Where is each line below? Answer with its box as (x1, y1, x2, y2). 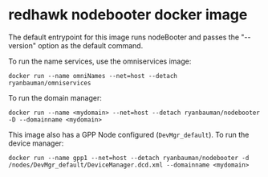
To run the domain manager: (8, 93, 102, 102)
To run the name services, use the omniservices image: (8, 56, 192, 66)
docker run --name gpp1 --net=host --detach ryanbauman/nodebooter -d (8, 154, 250, 162)
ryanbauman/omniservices (8, 79, 91, 87)
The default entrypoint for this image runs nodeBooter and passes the (8, 32, 239, 42)
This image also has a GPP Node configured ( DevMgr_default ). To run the (8, 130, 250, 139)
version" (8, 40, 36, 50)
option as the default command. (37, 40, 144, 50)
